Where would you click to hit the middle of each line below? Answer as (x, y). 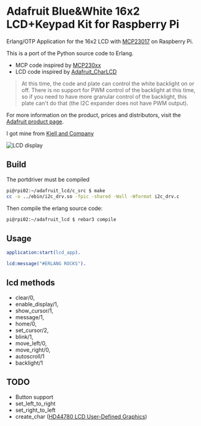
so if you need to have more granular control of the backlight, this (104, 96)
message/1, (30, 317)
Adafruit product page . (35, 122)
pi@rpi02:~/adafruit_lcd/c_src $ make (56, 191)
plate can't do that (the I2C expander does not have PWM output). (105, 103)
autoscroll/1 (30, 356)
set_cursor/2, (32, 330)
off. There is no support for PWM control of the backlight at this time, (108, 90)
